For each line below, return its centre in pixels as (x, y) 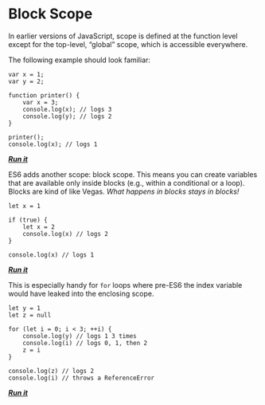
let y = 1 (25, 308)
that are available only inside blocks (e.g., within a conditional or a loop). (127, 183)
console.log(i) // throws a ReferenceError (82, 378)
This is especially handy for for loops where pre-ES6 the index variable (125, 285)
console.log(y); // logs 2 (67, 116)
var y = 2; (26, 81)
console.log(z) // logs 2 (51, 371)
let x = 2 (39, 227)
